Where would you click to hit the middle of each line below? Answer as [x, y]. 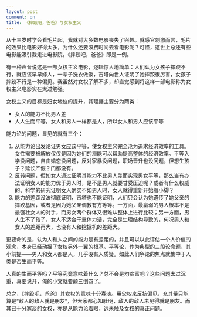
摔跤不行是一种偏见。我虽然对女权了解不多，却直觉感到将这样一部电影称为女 [98, 82]
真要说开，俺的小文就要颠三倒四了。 [60, 281]
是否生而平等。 [29, 261]
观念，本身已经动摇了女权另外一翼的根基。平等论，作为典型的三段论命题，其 [98, 247]
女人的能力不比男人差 [40, 114]
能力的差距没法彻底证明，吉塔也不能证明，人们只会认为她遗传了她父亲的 [102, 198]
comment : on [21, 17]
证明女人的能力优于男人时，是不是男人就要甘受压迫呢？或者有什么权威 [104, 183]
